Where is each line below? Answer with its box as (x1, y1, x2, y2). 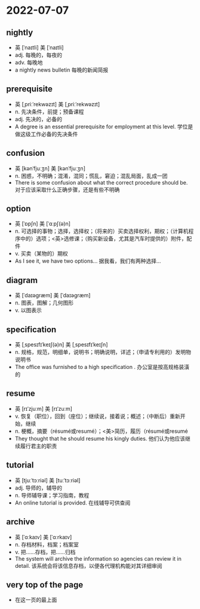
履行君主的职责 (20, 442, 57, 450)
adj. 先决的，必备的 (14, 115, 63, 122)
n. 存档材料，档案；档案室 (14, 541, 79, 548)
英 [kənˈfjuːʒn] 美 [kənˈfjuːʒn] (14, 165, 85, 172)
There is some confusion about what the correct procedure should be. (14, 179, 188, 186)
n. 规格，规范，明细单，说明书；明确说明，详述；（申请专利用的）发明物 (14, 349, 192, 356)
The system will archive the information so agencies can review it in (14, 555, 182, 562)
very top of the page (6, 580, 84, 590)
